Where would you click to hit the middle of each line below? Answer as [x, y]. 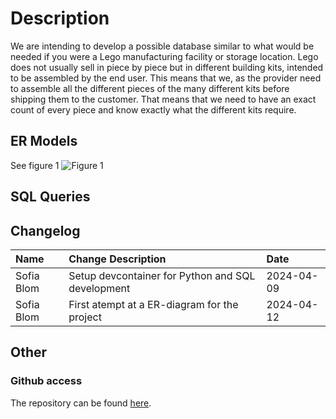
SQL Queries [50, 197]
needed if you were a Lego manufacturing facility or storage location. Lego [164, 56]
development [99, 288]
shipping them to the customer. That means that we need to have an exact [163, 99]
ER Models [44, 141]
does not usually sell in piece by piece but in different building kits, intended [167, 67]
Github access [46, 381]
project [85, 317]
